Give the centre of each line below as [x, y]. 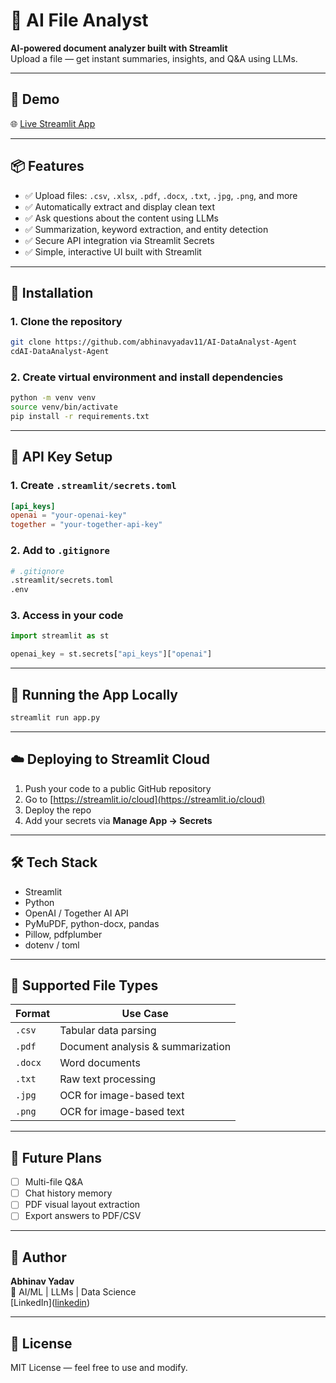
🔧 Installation [52, 292]
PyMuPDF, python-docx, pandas [92, 923]
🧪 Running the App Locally [94, 694]
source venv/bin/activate [64, 407]
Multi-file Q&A [54, 1182]
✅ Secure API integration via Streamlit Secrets [119, 240]
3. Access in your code [67, 616]
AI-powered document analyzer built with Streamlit [119, 48]
